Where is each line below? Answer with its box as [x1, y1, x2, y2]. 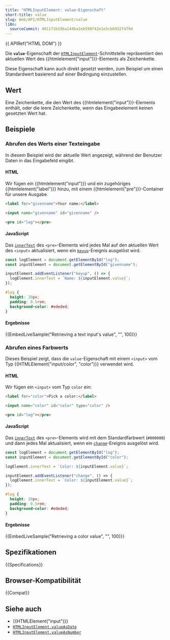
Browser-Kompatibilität [5, 576, 81, 585]
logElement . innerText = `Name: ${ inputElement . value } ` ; [10, 276, 131, 281]
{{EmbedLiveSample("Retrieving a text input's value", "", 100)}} [5, 331, 137, 337]
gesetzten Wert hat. [5, 110, 47, 116]
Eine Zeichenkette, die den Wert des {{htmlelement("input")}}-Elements [5, 99, 155, 105]
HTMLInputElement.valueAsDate [12, 625, 77, 630]
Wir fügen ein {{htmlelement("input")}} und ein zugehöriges [5, 180, 131, 186]
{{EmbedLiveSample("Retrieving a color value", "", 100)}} [5, 533, 125, 539]
